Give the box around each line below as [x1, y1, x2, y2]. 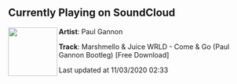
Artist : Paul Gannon [58, 26, 123, 36]
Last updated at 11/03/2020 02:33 [58, 65, 169, 75]
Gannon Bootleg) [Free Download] [58, 50, 170, 59]
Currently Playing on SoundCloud [8, 6, 176, 19]
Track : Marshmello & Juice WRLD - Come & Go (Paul [58, 42, 230, 51]
